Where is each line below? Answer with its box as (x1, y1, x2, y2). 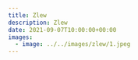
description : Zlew (8, 19, 68, 26)
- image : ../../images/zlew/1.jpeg (15, 41, 131, 48)
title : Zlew (8, 11, 47, 19)
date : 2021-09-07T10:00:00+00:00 (8, 26, 117, 34)
